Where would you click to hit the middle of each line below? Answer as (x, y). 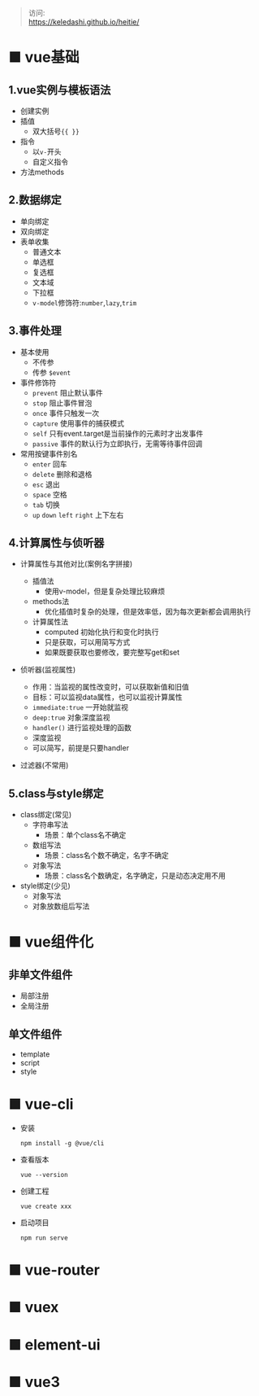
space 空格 (50, 494)
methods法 (51, 602)
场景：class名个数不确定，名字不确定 (106, 856)
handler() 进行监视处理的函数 (82, 728)
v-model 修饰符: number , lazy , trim (84, 302)
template (35, 1054)
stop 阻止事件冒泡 (62, 403)
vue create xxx (46, 1206)
